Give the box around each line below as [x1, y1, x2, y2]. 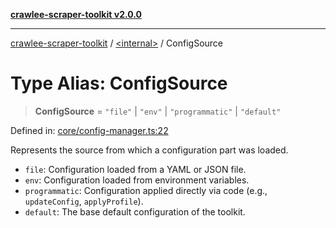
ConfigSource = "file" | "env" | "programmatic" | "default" [34, 105, 282, 117]
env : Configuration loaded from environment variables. [24, 174, 250, 186]
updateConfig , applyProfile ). [24, 195, 144, 207]
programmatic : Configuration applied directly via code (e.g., [24, 184, 268, 196]
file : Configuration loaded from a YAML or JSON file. [24, 163, 247, 175]
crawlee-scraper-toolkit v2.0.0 [10, 9, 142, 20]
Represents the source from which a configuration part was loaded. [10, 144, 289, 156]
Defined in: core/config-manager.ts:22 [10, 124, 169, 136]
